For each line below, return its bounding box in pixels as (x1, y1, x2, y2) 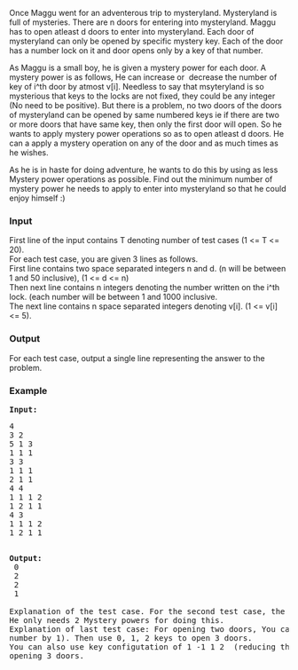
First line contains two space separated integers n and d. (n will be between (9, 264, 286, 274)
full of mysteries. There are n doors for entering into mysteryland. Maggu (9, 17, 277, 28)
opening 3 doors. (9, 650, 84, 660)
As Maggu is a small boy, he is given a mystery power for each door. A (9, 62, 267, 73)
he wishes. (9, 147, 49, 158)
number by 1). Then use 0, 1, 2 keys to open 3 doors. (9, 633, 253, 642)
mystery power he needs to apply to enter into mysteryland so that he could (9, 184, 286, 193)
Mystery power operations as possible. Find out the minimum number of (9, 174, 273, 185)
